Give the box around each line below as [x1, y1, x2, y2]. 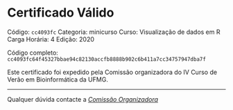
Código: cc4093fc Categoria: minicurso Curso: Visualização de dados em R [7, 28, 221, 36]
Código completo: [7, 48, 59, 57]
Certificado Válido [7, 5, 114, 21]
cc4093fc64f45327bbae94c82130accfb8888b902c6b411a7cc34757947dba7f [7, 55, 207, 63]
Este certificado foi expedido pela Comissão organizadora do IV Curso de [7, 68, 217, 76]
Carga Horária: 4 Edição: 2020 [7, 35, 95, 43]
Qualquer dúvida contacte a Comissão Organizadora [7, 95, 158, 103]
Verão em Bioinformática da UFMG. [7, 75, 109, 84]
